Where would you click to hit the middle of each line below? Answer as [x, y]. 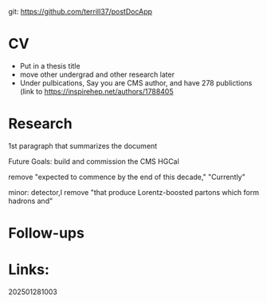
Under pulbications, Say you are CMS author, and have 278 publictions [136, 82]
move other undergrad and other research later [97, 74]
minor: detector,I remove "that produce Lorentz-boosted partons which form [134, 192]
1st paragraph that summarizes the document [83, 146]
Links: [29, 270]
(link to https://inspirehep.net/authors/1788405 [96, 91]
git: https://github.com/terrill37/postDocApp [80, 12]
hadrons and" [31, 201]
